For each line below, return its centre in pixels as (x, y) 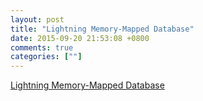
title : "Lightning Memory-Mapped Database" (102, 29)
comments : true (42, 47)
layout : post (37, 19)
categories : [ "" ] (46, 57)
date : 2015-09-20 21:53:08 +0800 (80, 38)
